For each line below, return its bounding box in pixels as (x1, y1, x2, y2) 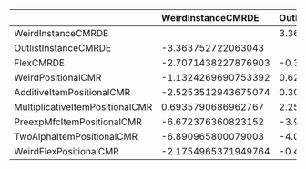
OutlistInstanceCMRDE (14, 42, 112, 54)
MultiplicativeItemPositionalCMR (14, 101, 153, 113)
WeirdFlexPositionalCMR (14, 145, 120, 157)
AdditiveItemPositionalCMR (14, 86, 131, 98)
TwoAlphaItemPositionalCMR (14, 131, 138, 143)
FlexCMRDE (14, 56, 66, 69)
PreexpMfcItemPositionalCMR (14, 115, 143, 128)
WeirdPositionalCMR (14, 72, 102, 84)
